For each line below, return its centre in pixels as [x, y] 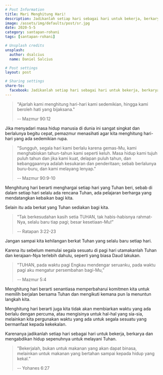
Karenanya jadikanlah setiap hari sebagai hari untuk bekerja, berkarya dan [79, 334]
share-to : [15, 86]
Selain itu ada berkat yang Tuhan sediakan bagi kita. [57, 207]
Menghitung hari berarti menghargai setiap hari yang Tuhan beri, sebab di [79, 187]
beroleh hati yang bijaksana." [46, 109]
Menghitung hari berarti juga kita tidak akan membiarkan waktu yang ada [78, 309]
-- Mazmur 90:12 [34, 119]
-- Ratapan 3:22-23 [36, 231]
